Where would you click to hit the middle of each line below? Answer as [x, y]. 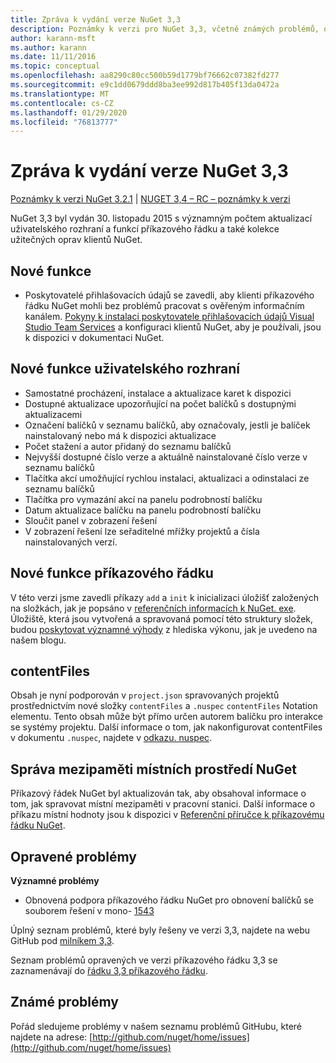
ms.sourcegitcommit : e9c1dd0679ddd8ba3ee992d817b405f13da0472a [145, 85]
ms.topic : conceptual [55, 66]
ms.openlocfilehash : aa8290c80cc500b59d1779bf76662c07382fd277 [145, 76]
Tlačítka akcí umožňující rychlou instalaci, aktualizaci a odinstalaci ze [167, 478]
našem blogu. [38, 640]
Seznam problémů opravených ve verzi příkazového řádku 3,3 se [144, 960]
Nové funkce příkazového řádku [112, 573]
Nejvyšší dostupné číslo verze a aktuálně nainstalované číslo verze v [166, 457]
